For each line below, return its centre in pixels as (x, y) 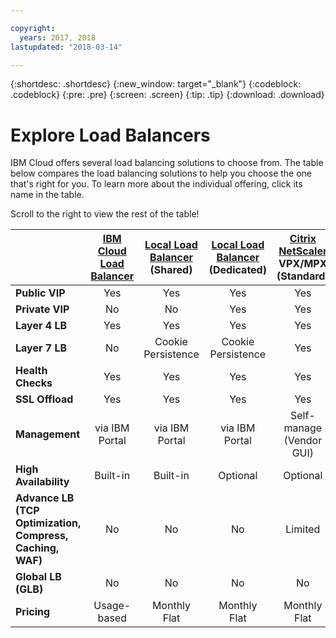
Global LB (38, 577)
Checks (34, 383)
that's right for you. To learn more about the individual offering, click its (156, 184)
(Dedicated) (237, 270)
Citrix (303, 239)
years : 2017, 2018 (58, 37)
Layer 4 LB (41, 326)
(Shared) (171, 270)
